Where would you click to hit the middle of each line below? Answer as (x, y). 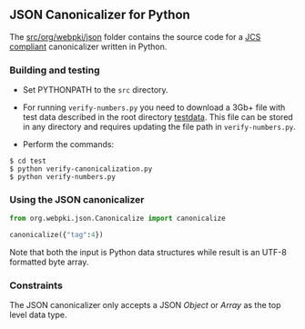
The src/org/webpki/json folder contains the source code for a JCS (135, 36)
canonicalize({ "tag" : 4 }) (56, 235)
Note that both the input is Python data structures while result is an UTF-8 (148, 253)
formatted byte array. (49, 262)
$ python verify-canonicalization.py (81, 169)
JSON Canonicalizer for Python (100, 15)
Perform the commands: (68, 145)
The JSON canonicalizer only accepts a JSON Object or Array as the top (145, 305)
